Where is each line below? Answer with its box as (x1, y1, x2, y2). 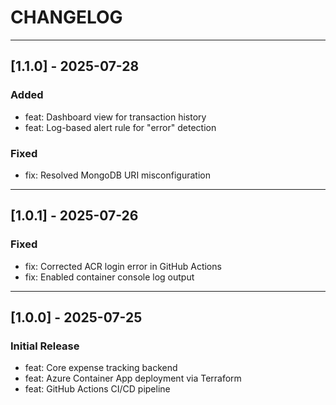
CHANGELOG (10, 6, 123, 29)
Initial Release (10, 339, 80, 353)
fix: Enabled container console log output (24, 271, 195, 283)
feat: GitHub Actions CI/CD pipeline (24, 383, 171, 395)
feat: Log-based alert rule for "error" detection (24, 121, 217, 133)
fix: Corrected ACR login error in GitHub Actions (24, 260, 222, 272)
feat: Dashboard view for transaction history (24, 111, 207, 123)
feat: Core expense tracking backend (24, 362, 178, 374)
